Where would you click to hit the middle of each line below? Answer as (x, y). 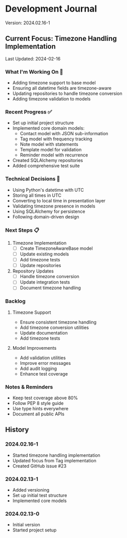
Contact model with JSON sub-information (64, 134)
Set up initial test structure (40, 495)
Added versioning (31, 490)
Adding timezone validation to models (51, 99)
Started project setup (34, 530)
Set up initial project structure (43, 123)
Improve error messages (45, 363)
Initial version (26, 525)
